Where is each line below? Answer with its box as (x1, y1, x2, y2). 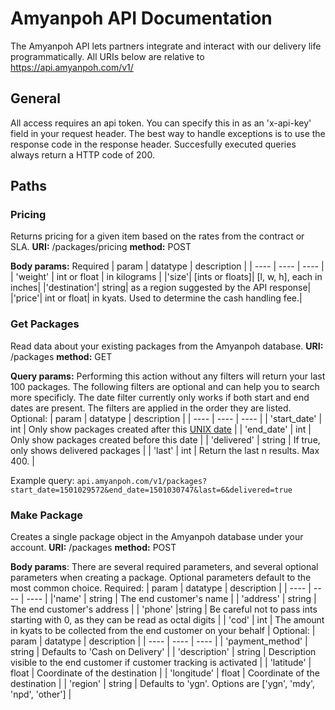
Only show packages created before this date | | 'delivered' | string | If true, (10, 433, 321, 446)
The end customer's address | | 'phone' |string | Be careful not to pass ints (10, 603, 318, 616)
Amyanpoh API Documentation (10, 7, 273, 30)
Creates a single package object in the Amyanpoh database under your (10, 531, 304, 543)
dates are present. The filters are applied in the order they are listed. (10, 402, 292, 414)
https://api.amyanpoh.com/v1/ (10, 61, 134, 73)
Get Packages (10, 317, 80, 331)
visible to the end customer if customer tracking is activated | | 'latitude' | (10, 657, 312, 669)
